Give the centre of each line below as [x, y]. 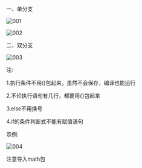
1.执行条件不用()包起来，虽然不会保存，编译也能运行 [71, 83]
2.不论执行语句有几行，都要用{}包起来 [53, 96]
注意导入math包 [26, 159]
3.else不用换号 [24, 109]
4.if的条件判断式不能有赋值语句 [45, 121]
